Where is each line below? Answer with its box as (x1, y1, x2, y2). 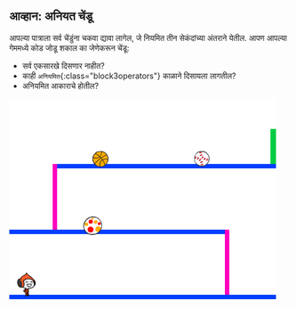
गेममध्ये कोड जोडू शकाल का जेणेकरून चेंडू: (9, 42, 130, 53)
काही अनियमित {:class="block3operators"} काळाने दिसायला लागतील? (21, 70, 236, 81)
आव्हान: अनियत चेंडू (9, 9, 93, 24)
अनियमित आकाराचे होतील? (21, 80, 100, 91)
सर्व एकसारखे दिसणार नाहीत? (21, 60, 105, 71)
